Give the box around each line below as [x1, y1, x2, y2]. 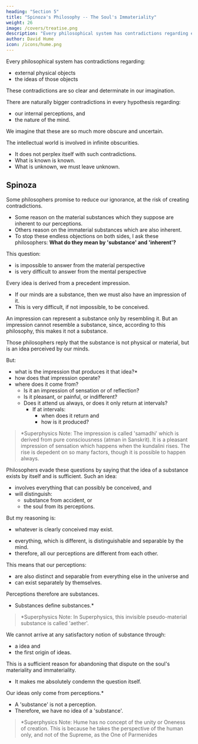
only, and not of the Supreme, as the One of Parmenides [20, 731, 158, 738]
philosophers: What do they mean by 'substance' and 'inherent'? [14, 239, 176, 246]
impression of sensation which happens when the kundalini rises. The [20, 442, 190, 449]
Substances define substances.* [14, 602, 94, 609]
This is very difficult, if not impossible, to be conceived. [14, 303, 149, 310]
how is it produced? [41, 418, 90, 425]
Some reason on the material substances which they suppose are [14, 213, 174, 220]
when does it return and [41, 412, 100, 419]
